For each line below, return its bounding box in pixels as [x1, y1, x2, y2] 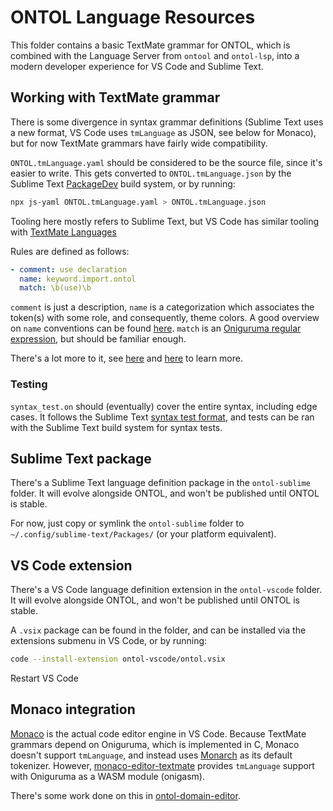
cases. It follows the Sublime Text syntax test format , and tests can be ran [10, 411, 315, 423]
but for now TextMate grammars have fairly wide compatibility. [10, 137, 268, 149]
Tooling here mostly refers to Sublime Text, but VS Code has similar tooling [10, 215, 319, 227]
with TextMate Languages [10, 226, 117, 238]
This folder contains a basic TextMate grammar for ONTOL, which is [10, 39, 291, 51]
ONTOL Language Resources [10, 6, 256, 29]
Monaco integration [10, 701, 136, 718]
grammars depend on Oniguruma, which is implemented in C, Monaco [10, 738, 300, 750]
